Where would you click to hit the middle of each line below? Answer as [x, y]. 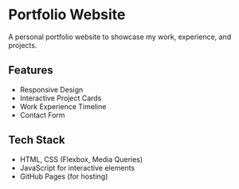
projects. [23, 45]
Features [31, 71]
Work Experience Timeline [63, 106]
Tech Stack [37, 140]
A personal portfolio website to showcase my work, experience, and [120, 37]
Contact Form [42, 115]
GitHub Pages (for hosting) [64, 176]
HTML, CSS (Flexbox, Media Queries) [81, 159]
